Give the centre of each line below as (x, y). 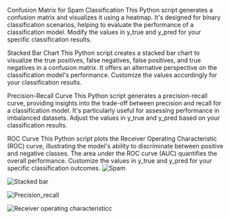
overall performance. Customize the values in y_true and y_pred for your (110, 161)
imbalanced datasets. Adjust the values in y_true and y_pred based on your (114, 118)
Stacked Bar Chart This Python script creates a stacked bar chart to (104, 53)
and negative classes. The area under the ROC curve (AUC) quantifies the (112, 153)
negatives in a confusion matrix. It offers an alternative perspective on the (112, 68)
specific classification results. (49, 40)
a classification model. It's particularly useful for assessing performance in (113, 111)
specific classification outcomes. (54, 168)
